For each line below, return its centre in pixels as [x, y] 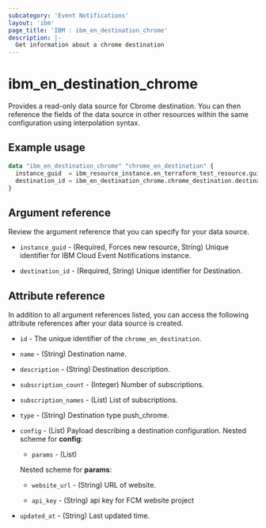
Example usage [47, 148]
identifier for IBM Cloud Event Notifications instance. [105, 256]
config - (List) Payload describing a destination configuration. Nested [133, 431]
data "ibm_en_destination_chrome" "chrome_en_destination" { [111, 166]
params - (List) [54, 454]
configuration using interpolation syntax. [74, 123]
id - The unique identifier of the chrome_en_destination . [110, 338]
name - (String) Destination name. [73, 354]
